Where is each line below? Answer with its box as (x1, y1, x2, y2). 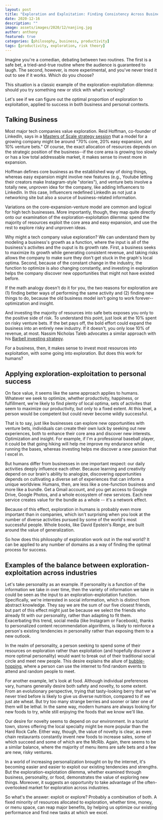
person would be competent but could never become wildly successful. (5, 411, 148, 417)
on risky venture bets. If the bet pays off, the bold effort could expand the (5, 320, 152, 326)
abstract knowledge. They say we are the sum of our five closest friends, (5, 602, 151, 608)
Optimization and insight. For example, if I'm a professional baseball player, (5, 436, 155, 442)
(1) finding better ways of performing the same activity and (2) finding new (5, 290, 154, 296)
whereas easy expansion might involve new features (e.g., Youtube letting (5, 174, 153, 180)
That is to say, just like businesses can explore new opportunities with (5, 420, 145, 426)
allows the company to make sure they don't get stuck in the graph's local (5, 255, 153, 261)
